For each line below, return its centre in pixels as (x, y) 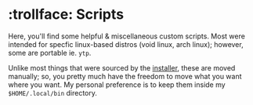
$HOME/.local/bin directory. (53, 92)
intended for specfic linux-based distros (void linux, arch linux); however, (126, 44)
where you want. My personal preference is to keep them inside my (117, 85)
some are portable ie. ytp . (50, 52)
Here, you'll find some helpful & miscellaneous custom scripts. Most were (127, 36)
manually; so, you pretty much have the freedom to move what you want (125, 76)
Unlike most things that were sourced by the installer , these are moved (122, 67)
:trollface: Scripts (66, 14)
